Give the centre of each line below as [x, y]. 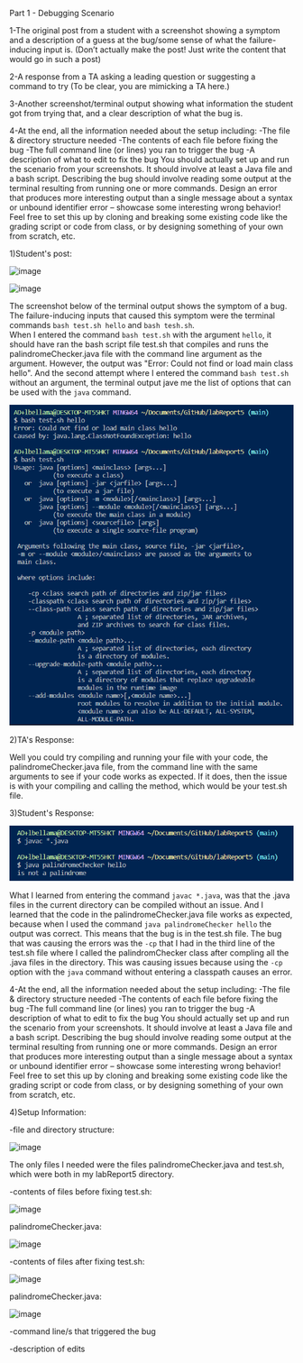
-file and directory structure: [62, 1130]
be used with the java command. [70, 392]
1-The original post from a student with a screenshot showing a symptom [145, 30]
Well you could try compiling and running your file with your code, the [139, 757]
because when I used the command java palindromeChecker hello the [141, 924]
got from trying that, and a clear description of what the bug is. [126, 113]
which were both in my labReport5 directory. [92, 1175]
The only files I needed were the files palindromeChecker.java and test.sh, [147, 1165]
